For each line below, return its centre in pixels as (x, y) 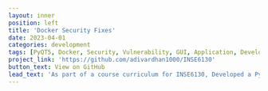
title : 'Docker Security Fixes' (62, 30)
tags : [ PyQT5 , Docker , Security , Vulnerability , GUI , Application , (123, 52)
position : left (33, 23)
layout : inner (32, 15)
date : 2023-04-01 (37, 38)
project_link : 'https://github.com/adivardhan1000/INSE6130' (112, 60)
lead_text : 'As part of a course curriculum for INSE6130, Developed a (130, 74)
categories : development (49, 45)
